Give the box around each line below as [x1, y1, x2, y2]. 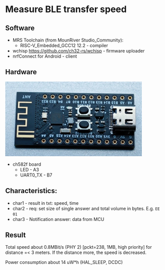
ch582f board [12, 161, 41, 167]
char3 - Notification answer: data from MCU [12, 216, 104, 222]
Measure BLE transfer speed [5, 4, 127, 15]
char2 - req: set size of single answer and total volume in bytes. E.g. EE [12, 205, 160, 211]
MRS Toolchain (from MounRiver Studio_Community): [12, 37, 124, 43]
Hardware [5, 68, 37, 76]
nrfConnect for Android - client [12, 53, 77, 59]
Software [5, 24, 35, 32]
